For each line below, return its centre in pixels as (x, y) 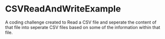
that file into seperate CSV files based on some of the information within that (83, 27)
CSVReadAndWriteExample (63, 9)
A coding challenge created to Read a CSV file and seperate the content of (81, 22)
